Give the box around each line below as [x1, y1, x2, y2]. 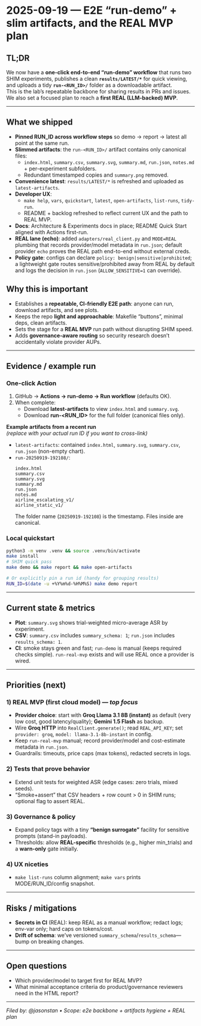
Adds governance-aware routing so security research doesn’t [14, 332, 170, 339]
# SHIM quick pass [6, 559, 52, 565]
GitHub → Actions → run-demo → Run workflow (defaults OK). [14, 393, 172, 400]
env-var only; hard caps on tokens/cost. [14, 925, 114, 933]
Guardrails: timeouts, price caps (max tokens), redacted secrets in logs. [14, 750, 191, 757]
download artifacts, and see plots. [14, 306, 99, 313]
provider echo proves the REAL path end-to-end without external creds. [14, 247, 191, 255]
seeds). [14, 785, 34, 792]
